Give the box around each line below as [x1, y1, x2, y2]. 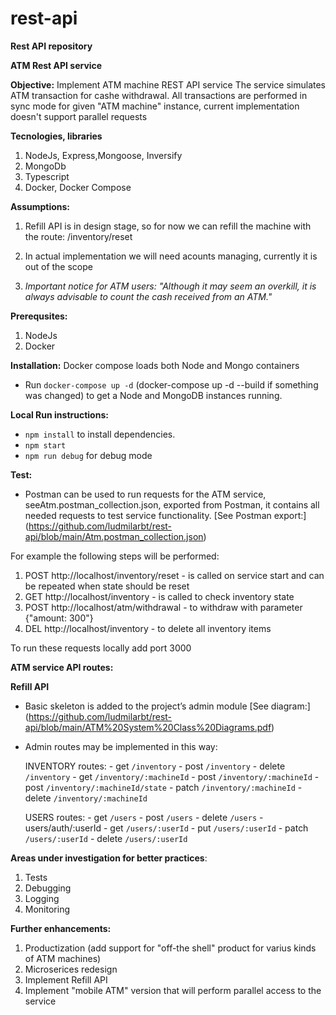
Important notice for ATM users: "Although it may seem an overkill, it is [24, 280, 317, 292]
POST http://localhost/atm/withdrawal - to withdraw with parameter [24, 601, 303, 613]
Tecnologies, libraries [10, 130, 103, 142]
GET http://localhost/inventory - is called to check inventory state [24, 590, 295, 602]
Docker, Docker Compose [24, 181, 132, 193]
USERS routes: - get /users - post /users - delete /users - [24, 811, 264, 823]
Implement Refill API [24, 973, 108, 986]
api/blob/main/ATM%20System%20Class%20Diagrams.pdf [24, 721, 272, 733]
